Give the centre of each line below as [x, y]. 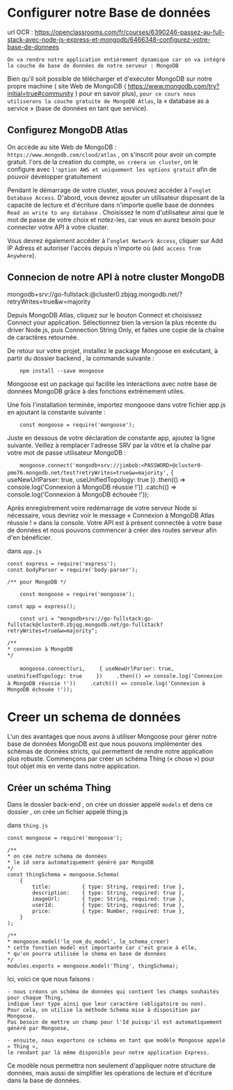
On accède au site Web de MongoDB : [62, 147]
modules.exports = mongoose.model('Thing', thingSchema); [93, 966]
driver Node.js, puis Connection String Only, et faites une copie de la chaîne [116, 329]
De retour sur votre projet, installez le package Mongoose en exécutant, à [113, 350]
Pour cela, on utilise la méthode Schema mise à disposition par [104, 1010]
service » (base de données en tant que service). [78, 108]
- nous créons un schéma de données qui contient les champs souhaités [113, 992]
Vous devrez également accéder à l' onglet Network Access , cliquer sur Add [115, 240]
